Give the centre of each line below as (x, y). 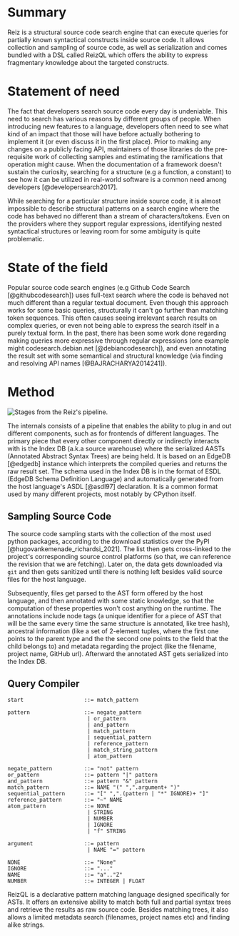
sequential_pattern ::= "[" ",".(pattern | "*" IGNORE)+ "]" (108, 794)
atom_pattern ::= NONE (59, 806)
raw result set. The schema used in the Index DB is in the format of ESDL (114, 471)
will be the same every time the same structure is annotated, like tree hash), (119, 623)
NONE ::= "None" (62, 862)
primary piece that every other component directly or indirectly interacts (113, 441)
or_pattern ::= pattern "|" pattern (83, 775)
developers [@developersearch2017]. (62, 187)
